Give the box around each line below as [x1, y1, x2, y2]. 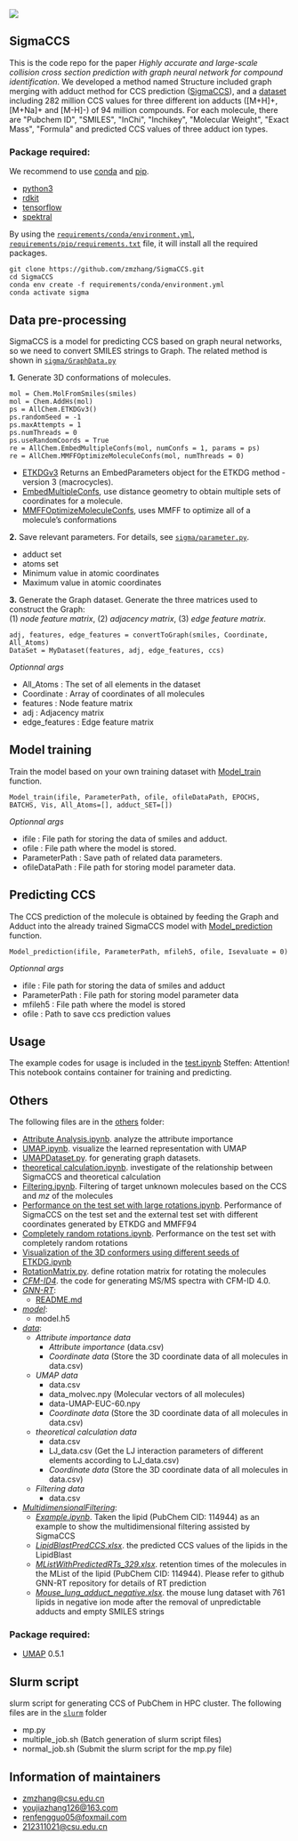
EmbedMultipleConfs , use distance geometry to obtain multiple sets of [21, 486, 281, 496]
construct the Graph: [9, 604, 86, 615]
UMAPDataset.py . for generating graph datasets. [21, 1153, 201, 1163]
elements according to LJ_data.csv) [48, 1455, 180, 1466]
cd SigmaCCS [9, 273, 53, 282]
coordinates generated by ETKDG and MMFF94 [21, 1218, 197, 1230]
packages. [9, 248, 48, 259]
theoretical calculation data [35, 1427, 138, 1437]
